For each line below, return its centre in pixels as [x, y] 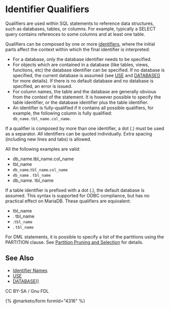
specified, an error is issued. [42, 86]
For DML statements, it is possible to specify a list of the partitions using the [84, 236]
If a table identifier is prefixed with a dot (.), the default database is [75, 190]
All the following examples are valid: [43, 149]
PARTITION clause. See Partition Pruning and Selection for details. [74, 242]
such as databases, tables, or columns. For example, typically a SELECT [81, 28]
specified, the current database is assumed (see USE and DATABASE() [87, 75]
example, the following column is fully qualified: [62, 113]
